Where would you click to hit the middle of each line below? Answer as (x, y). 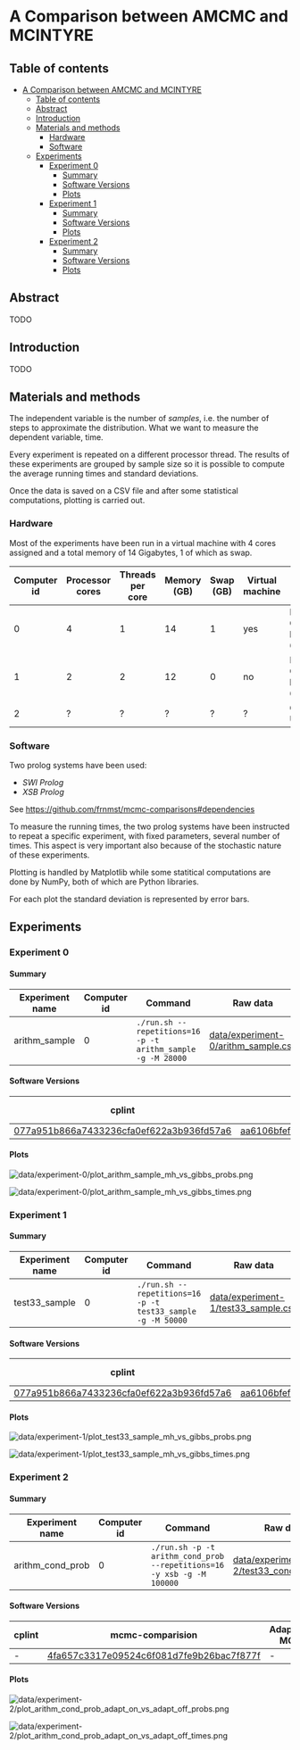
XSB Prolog (43, 792)
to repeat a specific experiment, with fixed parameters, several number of (145, 836)
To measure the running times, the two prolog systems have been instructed (150, 826)
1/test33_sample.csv (254, 1308)
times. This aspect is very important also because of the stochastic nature (146, 846)
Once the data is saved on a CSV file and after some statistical (124, 491)
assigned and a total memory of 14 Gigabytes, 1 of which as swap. (131, 552)
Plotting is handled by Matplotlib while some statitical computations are (140, 873)
